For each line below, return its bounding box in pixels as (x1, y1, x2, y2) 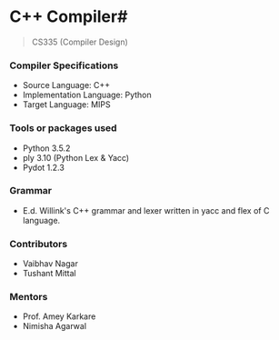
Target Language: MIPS (22, 99, 111, 110)
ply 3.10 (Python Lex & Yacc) (22, 152, 130, 163)
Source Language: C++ (22, 80, 111, 91)
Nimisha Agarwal (22, 321, 87, 332)
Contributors (9, 237, 68, 250)
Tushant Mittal (22, 268, 76, 279)
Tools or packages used (9, 122, 117, 135)
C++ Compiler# (9, 6, 128, 27)
